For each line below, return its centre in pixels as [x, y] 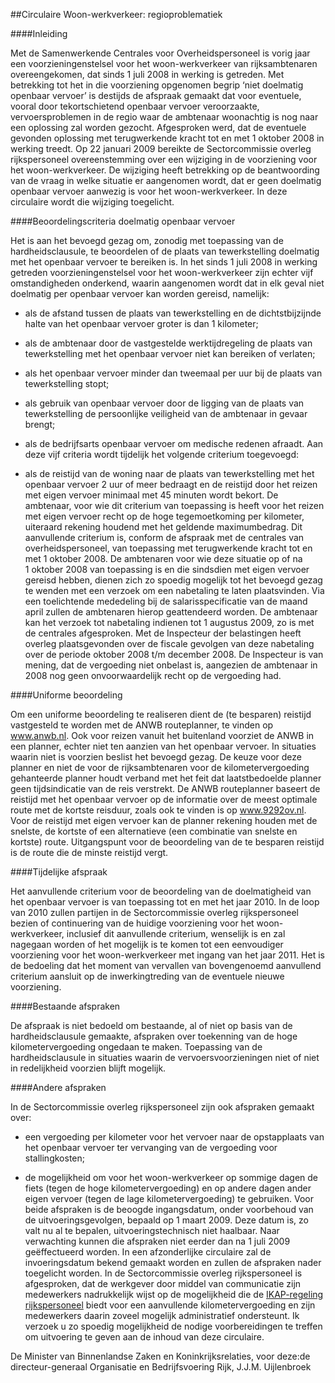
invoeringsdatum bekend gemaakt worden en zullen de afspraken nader [173, 1262]
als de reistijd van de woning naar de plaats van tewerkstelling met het [169, 473]
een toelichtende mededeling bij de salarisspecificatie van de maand [166, 601]
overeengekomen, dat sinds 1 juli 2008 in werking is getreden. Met [147, 74]
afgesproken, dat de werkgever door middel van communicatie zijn [163, 1283]
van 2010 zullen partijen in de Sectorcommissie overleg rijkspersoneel [155, 912]
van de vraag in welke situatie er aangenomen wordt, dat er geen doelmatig [166, 180]
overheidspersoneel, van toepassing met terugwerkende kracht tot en [168, 548]
